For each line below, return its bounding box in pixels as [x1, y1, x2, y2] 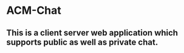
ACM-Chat [6, 4, 62, 17]
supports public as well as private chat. [6, 37, 158, 47]
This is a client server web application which [6, 28, 178, 38]
